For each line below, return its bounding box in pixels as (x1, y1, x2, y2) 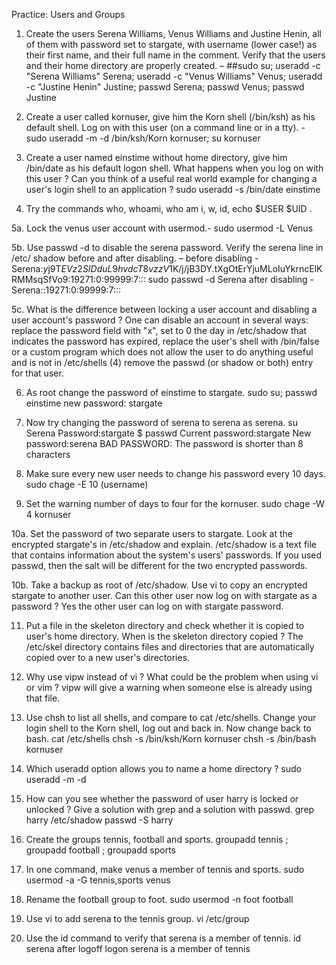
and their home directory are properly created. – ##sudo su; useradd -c (25, 60, 321, 71)
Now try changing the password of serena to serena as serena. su (25, 417, 299, 428)
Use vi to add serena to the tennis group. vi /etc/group (25, 913, 250, 924)
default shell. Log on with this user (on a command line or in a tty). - (25, 122, 306, 133)
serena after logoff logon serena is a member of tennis (25, 943, 251, 954)
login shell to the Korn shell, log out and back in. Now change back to (25, 722, 312, 734)
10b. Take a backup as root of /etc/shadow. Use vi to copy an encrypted (11, 579, 308, 591)
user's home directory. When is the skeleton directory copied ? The (25, 630, 304, 642)
